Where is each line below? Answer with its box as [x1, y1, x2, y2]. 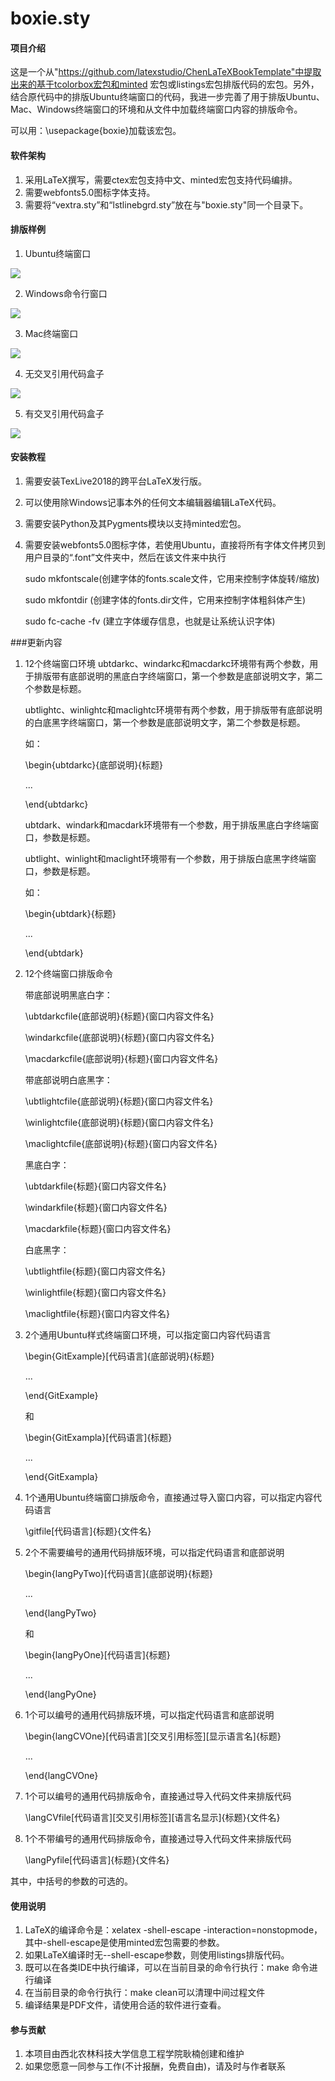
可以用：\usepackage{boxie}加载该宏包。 [10, 125, 182, 137]
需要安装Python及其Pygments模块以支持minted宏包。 [24, 518, 247, 529]
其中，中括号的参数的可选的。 [10, 1875, 133, 1887]
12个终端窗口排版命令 [24, 968, 114, 979]
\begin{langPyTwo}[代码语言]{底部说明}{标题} [24, 1568, 213, 1579]
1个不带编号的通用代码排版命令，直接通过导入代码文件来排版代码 [24, 1833, 292, 1844]
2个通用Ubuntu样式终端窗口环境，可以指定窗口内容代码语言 [24, 1329, 272, 1341]
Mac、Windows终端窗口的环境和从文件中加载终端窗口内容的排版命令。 [10, 103, 303, 116]
